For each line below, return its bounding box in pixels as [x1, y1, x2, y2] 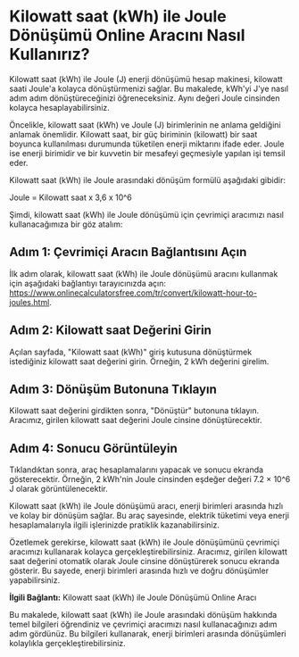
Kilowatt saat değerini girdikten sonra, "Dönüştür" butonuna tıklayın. [9, 405, 260, 416]
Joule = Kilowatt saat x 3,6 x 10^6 [9, 192, 132, 203]
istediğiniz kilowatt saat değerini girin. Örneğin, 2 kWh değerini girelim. [9, 355, 270, 367]
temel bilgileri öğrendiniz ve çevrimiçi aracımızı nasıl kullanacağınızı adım [9, 619, 278, 630]
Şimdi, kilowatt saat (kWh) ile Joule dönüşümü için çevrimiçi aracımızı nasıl [9, 209, 284, 220]
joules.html [9, 296, 50, 307]
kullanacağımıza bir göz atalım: [9, 219, 123, 229]
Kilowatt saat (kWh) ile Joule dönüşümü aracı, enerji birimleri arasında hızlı [9, 501, 284, 511]
